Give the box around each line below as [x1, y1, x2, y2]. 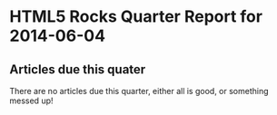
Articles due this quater [9, 62, 146, 77]
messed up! [9, 95, 54, 106]
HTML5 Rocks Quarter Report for [9, 6, 263, 27]
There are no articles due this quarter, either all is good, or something [9, 86, 270, 96]
